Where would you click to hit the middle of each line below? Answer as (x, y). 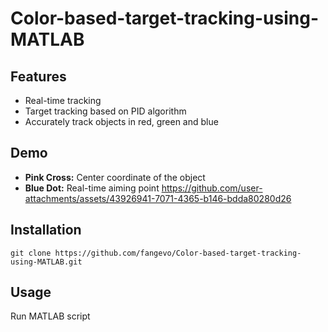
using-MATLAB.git (46, 262)
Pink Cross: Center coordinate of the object (115, 177)
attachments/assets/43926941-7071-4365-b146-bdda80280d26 (158, 198)
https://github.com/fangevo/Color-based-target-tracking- (178, 253)
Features (38, 76)
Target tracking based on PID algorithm (105, 111)
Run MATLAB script (50, 316)
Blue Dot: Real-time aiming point (92, 188)
